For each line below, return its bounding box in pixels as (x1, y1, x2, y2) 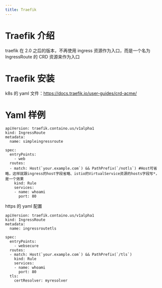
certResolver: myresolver (14, 278, 68, 283)
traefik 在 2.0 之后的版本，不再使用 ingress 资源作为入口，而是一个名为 (5, 48, 151, 54)
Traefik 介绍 (5, 30, 55, 41)
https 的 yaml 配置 (5, 203, 42, 209)
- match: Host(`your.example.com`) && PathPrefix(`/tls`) (9, 252, 133, 257)
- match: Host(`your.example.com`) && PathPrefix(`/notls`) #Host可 (9, 166, 154, 171)
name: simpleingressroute (9, 139, 64, 144)
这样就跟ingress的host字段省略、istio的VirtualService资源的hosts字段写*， (12, 172, 160, 176)
